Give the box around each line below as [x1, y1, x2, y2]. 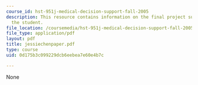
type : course [6, 47, 38, 53]
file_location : [6, 25, 44, 31]
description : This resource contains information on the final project [6, 14, 186, 20]
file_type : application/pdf [6, 30, 75, 36]
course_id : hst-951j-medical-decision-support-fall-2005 [6, 8, 149, 15]
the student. [11, 19, 44, 25]
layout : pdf [6, 36, 35, 42]
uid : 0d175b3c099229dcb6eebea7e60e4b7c [6, 52, 104, 58]
